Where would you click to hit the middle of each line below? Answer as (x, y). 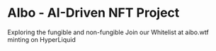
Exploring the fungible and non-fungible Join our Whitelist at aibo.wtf (108, 32)
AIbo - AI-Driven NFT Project (93, 13)
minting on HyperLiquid (41, 39)
